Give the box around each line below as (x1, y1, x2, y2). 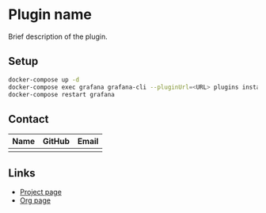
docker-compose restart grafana (8, 90, 115, 98)
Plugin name (8, 6, 93, 24)
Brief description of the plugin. (8, 32, 108, 41)
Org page (19, 196, 51, 205)
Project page (19, 188, 62, 196)
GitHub (42, 136, 70, 147)
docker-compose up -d (8, 75, 80, 84)
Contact (8, 112, 49, 126)
